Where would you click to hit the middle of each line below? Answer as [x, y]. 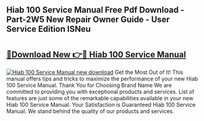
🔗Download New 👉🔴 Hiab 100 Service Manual [96, 54]
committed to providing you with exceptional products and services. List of [100, 92]
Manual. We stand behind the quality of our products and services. [90, 111]
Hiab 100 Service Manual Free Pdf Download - [95, 10]
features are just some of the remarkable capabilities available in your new [100, 98]
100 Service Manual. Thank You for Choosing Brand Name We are [89, 85]
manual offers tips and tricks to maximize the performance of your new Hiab [102, 79]
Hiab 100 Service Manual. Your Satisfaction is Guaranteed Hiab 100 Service [101, 105]
